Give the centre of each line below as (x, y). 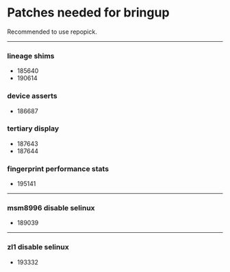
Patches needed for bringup (88, 13)
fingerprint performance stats (58, 168)
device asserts (32, 96)
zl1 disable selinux (38, 247)
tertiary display (33, 128)
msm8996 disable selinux (51, 208)
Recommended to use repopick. (52, 32)
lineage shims (31, 56)
